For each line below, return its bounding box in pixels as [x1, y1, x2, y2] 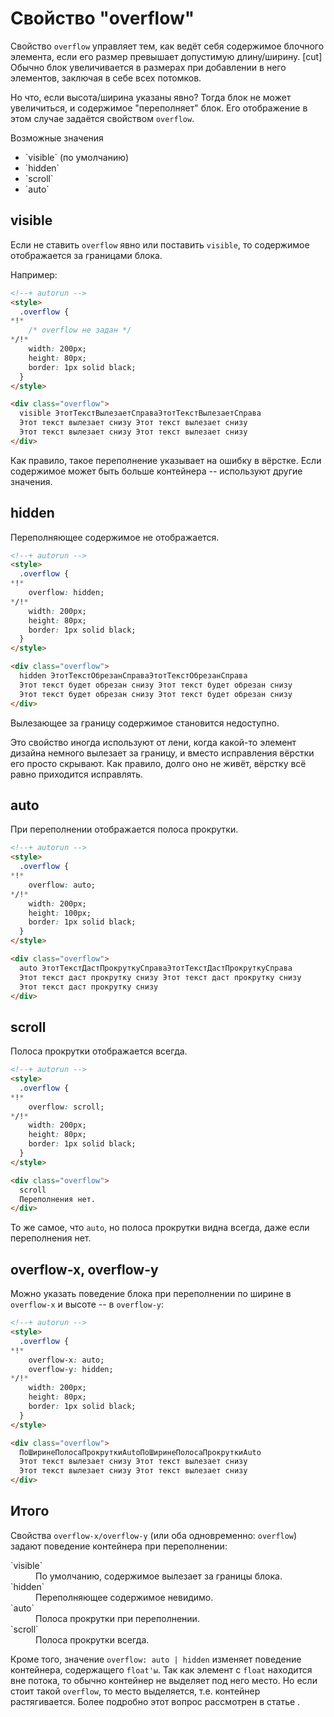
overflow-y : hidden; [28, 1364, 114, 1374]
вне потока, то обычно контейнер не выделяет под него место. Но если [10, 1674, 318, 1686]
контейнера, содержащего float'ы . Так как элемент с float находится [10, 1663, 313, 1676]
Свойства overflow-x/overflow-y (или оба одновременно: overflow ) [10, 1529, 298, 1541]
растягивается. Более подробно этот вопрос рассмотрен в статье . [10, 1695, 301, 1707]
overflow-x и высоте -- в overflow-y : [10, 1298, 165, 1311]
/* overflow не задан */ [28, 325, 132, 336]
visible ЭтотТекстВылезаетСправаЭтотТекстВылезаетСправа [19, 408, 262, 419]
